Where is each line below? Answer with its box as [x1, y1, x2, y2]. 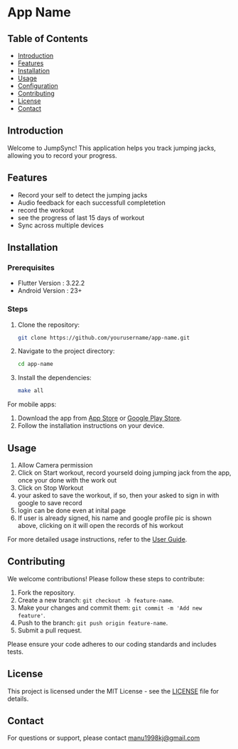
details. [7, 694, 29, 703]
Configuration [17, 82, 58, 90]
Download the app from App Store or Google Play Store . [17, 414, 183, 423]
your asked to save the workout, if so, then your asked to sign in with [17, 491, 220, 500]
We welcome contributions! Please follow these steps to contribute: [7, 574, 205, 583]
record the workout [17, 205, 75, 214]
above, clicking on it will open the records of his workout [17, 522, 183, 530]
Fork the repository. [17, 588, 76, 597]
